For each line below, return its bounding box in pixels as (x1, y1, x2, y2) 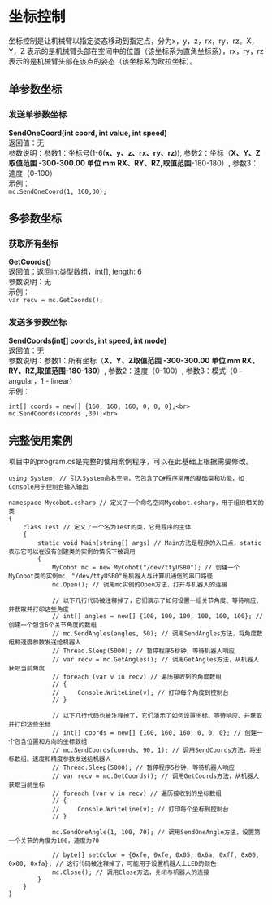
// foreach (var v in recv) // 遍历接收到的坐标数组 (51, 789, 222, 798)
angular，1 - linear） (8, 376, 77, 385)
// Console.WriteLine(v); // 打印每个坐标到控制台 (51, 806, 229, 814)
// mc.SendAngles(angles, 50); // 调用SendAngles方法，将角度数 (51, 630, 263, 638)
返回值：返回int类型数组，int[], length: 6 (8, 266, 142, 277)
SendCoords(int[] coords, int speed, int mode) (8, 336, 167, 345)
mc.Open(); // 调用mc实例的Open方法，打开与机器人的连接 (51, 581, 228, 589)
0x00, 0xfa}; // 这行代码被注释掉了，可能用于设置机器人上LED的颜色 (8, 860, 217, 868)
